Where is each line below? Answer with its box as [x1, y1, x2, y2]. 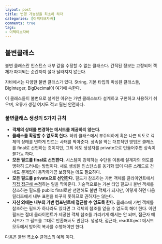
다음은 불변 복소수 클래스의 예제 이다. [5, 234, 75, 240]
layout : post [5, 7, 31, 12]
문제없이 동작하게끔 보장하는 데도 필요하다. [21, 169, 102, 175]
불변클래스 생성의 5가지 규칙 [5, 114, 67, 121]
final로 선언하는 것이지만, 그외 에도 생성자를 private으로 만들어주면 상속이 [17, 145, 156, 151]
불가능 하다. [12, 151, 35, 157]
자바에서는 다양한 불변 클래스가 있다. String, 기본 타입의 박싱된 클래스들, [5, 79, 141, 85]
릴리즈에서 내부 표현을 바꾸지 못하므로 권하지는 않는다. [12, 194, 115, 199]
